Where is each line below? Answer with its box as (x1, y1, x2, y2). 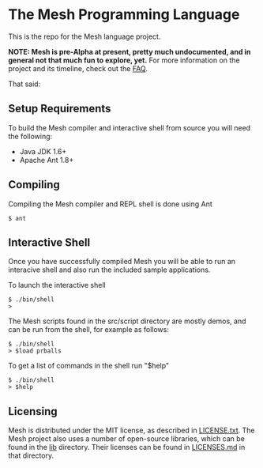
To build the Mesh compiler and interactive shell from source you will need (8, 123, 251, 132)
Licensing (8, 405, 58, 418)
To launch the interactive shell (8, 281, 106, 290)
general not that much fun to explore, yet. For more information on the (8, 55, 240, 65)
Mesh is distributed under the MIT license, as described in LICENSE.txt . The (8, 425, 255, 436)
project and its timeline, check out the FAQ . (8, 63, 148, 73)
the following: (8, 131, 53, 141)
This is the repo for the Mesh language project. (8, 32, 161, 41)
